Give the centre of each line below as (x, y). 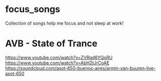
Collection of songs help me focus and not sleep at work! (64, 23)
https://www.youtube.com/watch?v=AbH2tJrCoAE (57, 63)
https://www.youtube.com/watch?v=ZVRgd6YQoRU (59, 57)
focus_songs (33, 9)
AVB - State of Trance (51, 44)
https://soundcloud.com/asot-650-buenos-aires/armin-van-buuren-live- (80, 68)
